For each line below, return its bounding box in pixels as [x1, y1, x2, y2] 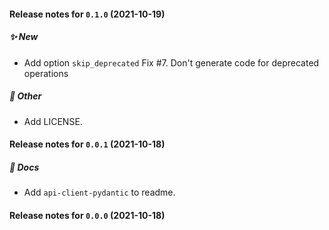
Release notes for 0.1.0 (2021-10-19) [9, 8, 166, 20]
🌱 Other [9, 90, 42, 102]
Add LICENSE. [23, 115, 83, 127]
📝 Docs [9, 161, 40, 173]
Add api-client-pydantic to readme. [23, 186, 176, 199]
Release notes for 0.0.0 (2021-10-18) [9, 209, 166, 221]
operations [23, 67, 69, 79]
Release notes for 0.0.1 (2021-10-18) [9, 138, 166, 150]
